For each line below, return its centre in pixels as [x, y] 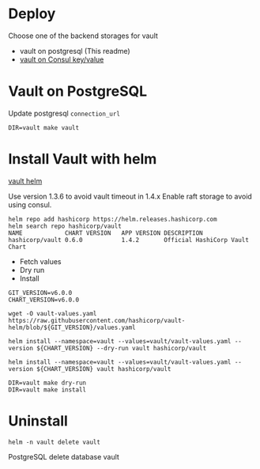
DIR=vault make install [47, 390]
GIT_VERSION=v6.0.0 [40, 293]
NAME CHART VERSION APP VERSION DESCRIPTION [106, 233]
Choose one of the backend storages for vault [83, 36]
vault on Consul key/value [62, 59]
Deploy [32, 14]
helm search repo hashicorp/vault [65, 226]
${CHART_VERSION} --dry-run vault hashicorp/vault [122, 348]
